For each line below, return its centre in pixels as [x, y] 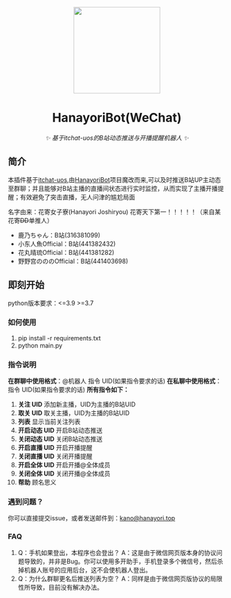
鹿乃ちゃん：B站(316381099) [59, 235]
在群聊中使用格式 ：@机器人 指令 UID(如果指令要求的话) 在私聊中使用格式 [112, 381]
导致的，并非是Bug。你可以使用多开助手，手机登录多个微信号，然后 [120, 561]
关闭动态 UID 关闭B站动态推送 [60, 439]
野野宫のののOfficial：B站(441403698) [73, 261]
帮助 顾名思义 [37, 482]
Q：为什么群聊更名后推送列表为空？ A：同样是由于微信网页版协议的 [114, 579]
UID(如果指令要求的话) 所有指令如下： [75, 390]
